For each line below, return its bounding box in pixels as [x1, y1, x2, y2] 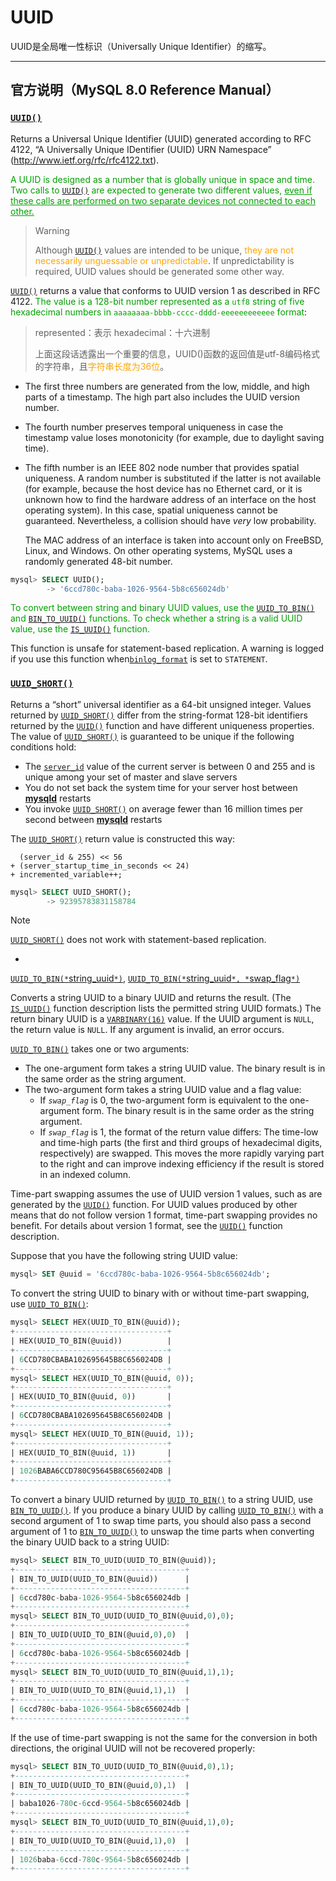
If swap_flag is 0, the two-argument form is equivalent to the [39, 1094, 288, 1106]
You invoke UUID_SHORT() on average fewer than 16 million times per [24, 802, 304, 815]
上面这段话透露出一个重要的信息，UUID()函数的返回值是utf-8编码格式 [34, 347, 321, 360]
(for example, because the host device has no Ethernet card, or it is [24, 482, 303, 495]
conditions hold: [10, 741, 77, 753]
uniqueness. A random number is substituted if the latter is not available [24, 472, 322, 484]
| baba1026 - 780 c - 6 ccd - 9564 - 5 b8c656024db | [10, 1799, 190, 1809]
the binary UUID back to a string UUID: [10, 1536, 170, 1548]
